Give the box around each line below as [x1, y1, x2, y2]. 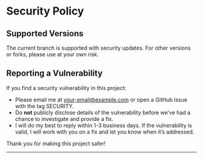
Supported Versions [6, 28, 83, 39]
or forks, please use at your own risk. [6, 51, 99, 58]
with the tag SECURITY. [14, 102, 74, 109]
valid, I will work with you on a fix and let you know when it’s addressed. [14, 128, 195, 135]
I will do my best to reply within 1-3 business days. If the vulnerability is [14, 122, 192, 129]
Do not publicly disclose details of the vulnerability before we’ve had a [14, 109, 191, 116]
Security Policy [6, 4, 85, 18]
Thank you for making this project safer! [6, 140, 106, 147]
